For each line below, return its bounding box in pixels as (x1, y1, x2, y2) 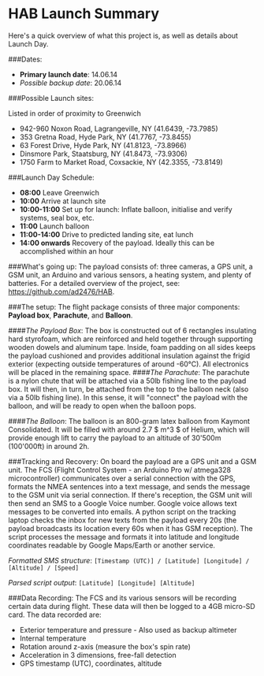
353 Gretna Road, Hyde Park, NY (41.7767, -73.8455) (19, 132, 191, 142)
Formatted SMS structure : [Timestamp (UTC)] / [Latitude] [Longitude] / (8, 555, 250, 565)
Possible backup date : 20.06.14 (19, 78, 122, 87)
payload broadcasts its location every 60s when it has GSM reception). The (8, 523, 254, 533)
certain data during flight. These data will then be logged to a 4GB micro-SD (8, 601, 256, 611)
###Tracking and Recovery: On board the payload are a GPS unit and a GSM (8, 456, 257, 466)
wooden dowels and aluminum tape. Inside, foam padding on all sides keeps (8, 342, 256, 351)
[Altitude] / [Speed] (8, 564, 80, 572)
